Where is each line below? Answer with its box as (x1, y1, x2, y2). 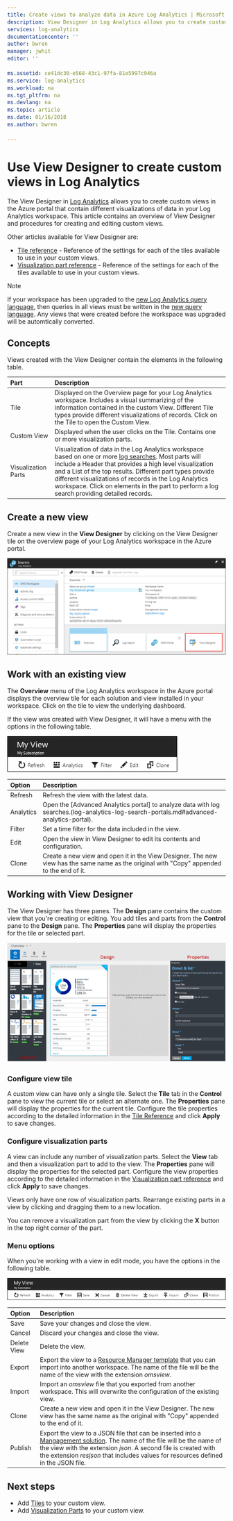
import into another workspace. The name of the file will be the (40, 1363, 219, 1371)
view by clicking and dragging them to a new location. (7, 1202, 162, 1211)
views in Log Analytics (7, 174, 140, 190)
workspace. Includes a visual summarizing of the (54, 396, 194, 404)
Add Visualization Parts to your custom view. (17, 1506, 145, 1515)
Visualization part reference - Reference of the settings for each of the (17, 260, 219, 269)
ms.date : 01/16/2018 (7, 114, 67, 121)
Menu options (7, 1240, 55, 1250)
